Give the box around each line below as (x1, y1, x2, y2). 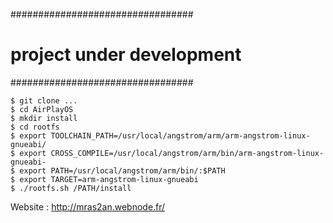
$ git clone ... (10, 95, 78, 106)
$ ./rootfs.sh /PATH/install (10, 183, 132, 193)
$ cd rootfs (10, 122, 60, 132)
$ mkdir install (10, 113, 78, 123)
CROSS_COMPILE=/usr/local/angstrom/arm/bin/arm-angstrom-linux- (50, 148, 325, 158)
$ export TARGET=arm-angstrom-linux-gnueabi (10, 174, 199, 184)
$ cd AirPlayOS (10, 104, 74, 114)
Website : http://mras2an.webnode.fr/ (10, 200, 166, 213)
